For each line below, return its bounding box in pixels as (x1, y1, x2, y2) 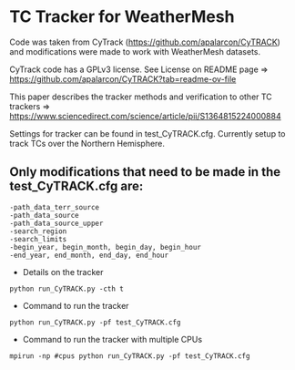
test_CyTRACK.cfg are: (9, 179, 144, 194)
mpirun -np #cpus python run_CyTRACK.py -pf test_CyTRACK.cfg (9, 351, 250, 361)
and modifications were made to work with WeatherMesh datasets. (9, 46, 261, 57)
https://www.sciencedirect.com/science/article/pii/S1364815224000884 (9, 110, 281, 121)
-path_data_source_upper (9, 219, 104, 228)
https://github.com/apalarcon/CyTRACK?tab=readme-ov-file (9, 73, 237, 84)
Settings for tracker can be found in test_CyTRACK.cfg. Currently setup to (9, 128, 286, 139)
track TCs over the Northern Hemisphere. (9, 138, 166, 149)
